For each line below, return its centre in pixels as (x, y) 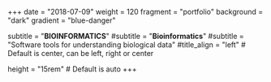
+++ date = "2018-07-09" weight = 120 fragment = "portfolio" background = (135, 12)
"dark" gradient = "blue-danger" (62, 20)
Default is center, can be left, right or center (81, 53)
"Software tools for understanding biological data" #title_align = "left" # (127, 45)
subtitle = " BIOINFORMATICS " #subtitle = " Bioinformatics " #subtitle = (126, 36)
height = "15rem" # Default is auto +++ (72, 69)
